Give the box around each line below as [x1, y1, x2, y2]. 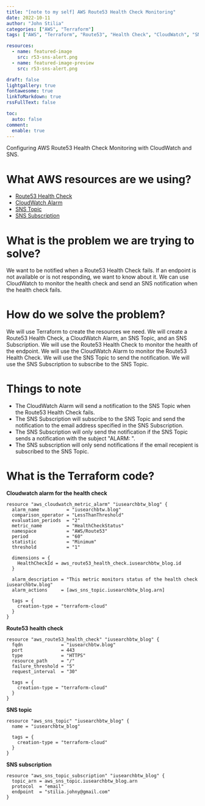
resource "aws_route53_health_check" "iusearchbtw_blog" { [6, 636, 160, 643]
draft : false [6, 77, 40, 83]
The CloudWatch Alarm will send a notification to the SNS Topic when [15, 402, 191, 410]
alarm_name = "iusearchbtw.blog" [12, 507, 121, 513]
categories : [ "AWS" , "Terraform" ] [6, 26, 95, 32]
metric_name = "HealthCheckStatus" [12, 523, 124, 529]
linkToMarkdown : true [6, 94, 62, 100]
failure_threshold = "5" [12, 663, 75, 669]
